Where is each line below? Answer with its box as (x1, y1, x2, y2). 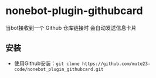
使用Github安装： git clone (13, 60, 80, 67)
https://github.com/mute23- (82, 60, 151, 67)
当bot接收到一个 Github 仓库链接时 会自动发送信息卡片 (5, 24, 137, 31)
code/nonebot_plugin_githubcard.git (13, 66, 104, 72)
